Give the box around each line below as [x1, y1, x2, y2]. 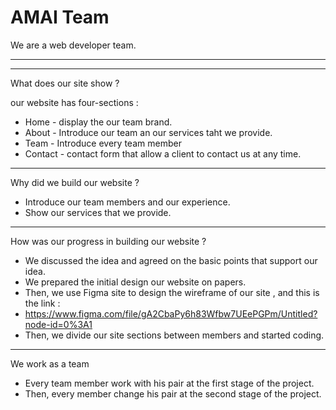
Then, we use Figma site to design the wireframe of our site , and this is [24, 286, 320, 298]
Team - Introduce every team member [24, 137, 182, 149]
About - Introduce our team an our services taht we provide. [24, 126, 273, 138]
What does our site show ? [10, 77, 120, 89]
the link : [24, 297, 61, 309]
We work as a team [10, 357, 90, 370]
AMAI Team [10, 6, 110, 29]
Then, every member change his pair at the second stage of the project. [24, 387, 322, 400]
